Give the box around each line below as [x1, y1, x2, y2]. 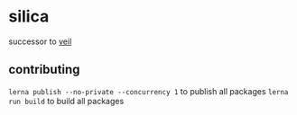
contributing [8, 62, 80, 77]
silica [8, 6, 50, 27]
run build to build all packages [8, 95, 125, 106]
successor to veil [8, 36, 72, 47]
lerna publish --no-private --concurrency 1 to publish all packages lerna [8, 85, 289, 96]
